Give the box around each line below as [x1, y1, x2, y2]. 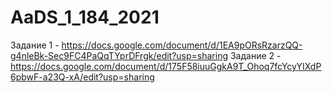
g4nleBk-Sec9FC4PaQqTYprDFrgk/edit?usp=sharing [10, 49, 229, 61]
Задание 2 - [229, 49, 282, 61]
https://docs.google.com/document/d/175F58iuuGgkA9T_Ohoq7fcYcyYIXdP [10, 60, 322, 72]
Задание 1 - [10, 39, 60, 51]
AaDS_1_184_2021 [10, 6, 160, 29]
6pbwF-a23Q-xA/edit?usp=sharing [10, 71, 155, 83]
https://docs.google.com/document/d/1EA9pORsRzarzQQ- [61, 39, 303, 51]
